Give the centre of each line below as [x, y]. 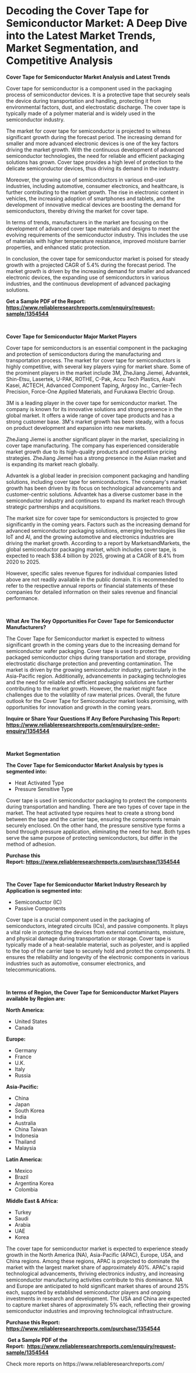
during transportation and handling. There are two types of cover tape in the [98, 806]
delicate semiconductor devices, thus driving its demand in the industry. [93, 168]
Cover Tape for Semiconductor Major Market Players [72, 336]
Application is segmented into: [44, 890]
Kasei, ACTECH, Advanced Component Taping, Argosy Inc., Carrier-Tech [94, 385]
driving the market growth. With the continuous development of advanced [95, 149]
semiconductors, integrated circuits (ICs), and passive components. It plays [97, 926]
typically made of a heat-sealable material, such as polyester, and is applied [97, 944]
